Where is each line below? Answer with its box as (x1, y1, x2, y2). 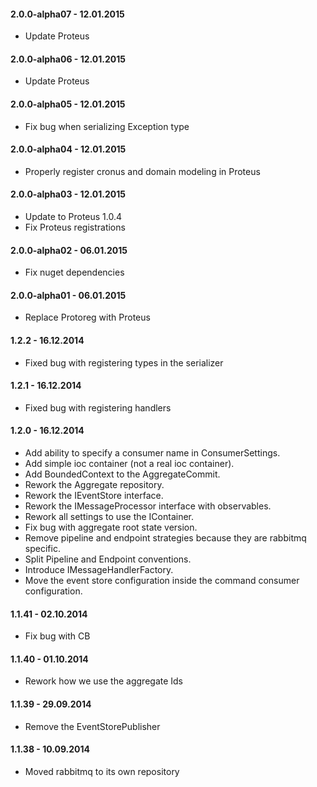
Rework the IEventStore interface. (24, 490, 164, 502)
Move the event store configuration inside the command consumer (24, 575, 300, 587)
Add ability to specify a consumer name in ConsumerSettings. (24, 447, 281, 459)
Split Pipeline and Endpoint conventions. (24, 553, 192, 565)
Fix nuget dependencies (24, 266, 125, 279)
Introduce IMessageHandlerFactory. (24, 564, 174, 576)
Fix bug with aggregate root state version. (24, 521, 198, 534)
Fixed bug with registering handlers (24, 401, 172, 414)
